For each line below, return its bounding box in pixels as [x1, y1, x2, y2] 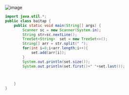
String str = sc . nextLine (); [22, 32, 77, 37]
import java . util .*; [5, 14, 47, 19]
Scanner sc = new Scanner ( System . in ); [22, 27, 101, 33]
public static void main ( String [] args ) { [14, 23, 101, 28]
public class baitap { [5, 19, 51, 23]
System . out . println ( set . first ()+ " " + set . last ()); [22, 64, 125, 69]
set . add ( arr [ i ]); [31, 50, 67, 55]
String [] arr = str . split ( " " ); [22, 41, 89, 46]
